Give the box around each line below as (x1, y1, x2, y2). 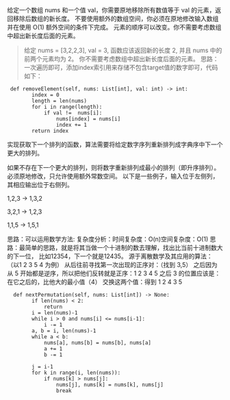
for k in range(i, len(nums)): (31, 369, 121, 376)
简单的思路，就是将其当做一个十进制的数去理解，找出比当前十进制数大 (25, 244, 223, 251)
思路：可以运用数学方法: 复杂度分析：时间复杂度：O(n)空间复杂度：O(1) (7, 235, 209, 243)
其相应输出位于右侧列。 (7, 181, 73, 188)
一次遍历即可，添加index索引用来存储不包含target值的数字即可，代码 (23, 64, 218, 71)
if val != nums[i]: (43, 110, 103, 116)
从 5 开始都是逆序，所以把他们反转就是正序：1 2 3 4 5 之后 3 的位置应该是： (7, 269, 221, 277)
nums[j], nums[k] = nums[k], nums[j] (55, 382, 164, 388)
